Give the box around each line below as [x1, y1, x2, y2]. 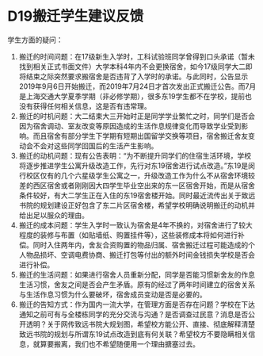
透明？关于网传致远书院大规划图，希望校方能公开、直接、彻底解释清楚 [25, 319, 255, 329]
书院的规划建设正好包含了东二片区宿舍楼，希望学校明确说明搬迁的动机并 [18, 200, 255, 210]
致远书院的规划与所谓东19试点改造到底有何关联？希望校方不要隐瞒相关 [18, 329, 249, 339]
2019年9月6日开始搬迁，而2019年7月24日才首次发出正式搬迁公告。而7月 [18, 81, 257, 91]
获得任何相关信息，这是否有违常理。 [32, 101, 151, 111]
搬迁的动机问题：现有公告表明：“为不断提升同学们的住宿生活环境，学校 [18, 151, 251, 160]
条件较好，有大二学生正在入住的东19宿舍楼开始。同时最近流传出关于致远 [18, 190, 256, 200]
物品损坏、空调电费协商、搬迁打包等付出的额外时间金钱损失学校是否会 [25, 250, 255, 259]
